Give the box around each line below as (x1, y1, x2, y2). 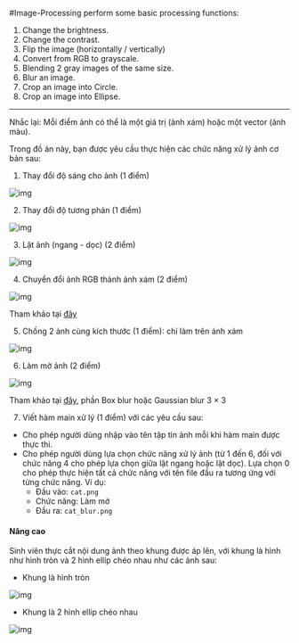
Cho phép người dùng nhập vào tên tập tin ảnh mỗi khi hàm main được (21, 430, 280, 440)
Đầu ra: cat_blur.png (35, 506, 113, 515)
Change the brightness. (21, 25, 109, 35)
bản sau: (9, 153, 42, 163)
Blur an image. (21, 72, 76, 83)
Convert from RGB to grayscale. (21, 54, 140, 63)
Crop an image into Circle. (21, 82, 118, 92)
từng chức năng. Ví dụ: (21, 477, 107, 487)
